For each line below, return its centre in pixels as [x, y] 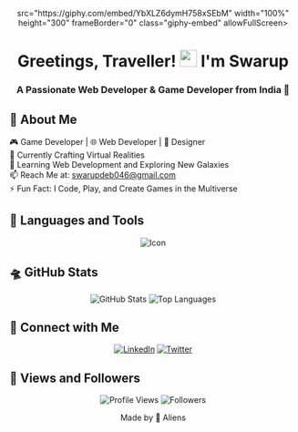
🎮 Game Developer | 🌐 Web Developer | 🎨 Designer [108, 141]
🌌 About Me [43, 119]
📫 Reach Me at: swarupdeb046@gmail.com [92, 175]
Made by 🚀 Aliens [153, 417]
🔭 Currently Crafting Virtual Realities [77, 155]
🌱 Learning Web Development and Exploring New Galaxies [119, 164]
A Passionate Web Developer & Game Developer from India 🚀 [153, 90]
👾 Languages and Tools [77, 221]
